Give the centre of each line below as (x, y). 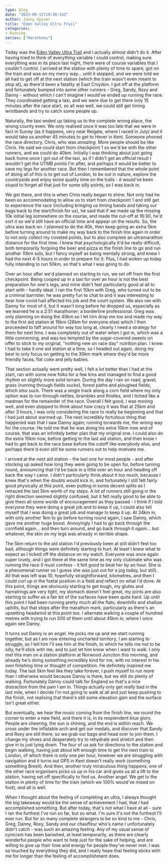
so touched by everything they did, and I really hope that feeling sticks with (83, 850)
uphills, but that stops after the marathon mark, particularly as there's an (80, 608)
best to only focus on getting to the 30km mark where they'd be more (77, 354)
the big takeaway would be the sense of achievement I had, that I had (77, 802)
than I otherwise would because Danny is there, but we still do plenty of (79, 676)
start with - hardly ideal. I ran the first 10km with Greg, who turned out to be (83, 290)
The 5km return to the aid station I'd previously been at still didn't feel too (81, 543)
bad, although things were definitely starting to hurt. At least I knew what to (83, 549)
